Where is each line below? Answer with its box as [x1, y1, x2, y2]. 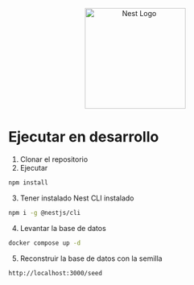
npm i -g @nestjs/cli [8, 209, 81, 217]
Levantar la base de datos [19, 223, 106, 233]
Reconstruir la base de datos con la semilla [19, 254, 163, 263]
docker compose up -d [8, 238, 81, 247]
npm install [8, 178, 48, 187]
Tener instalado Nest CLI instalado [19, 193, 134, 203]
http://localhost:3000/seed [8, 269, 103, 277]
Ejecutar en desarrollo [8, 128, 159, 147]
